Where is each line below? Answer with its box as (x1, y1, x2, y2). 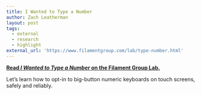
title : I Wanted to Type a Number (6, 8, 93, 15)
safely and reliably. (6, 82, 53, 89)
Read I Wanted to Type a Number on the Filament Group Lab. (6, 64, 160, 71)
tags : (6, 25, 20, 32)
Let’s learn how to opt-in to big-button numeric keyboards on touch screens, (6, 75, 196, 82)
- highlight (11, 42, 42, 48)
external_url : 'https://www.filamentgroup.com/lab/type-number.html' (6, 48, 184, 54)
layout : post (6, 20, 39, 26)
